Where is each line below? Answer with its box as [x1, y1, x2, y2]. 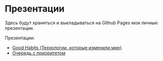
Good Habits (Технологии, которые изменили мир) [12, 44, 122, 50]
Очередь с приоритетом [12, 50, 66, 56]
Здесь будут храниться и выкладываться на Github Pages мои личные [5, 20, 158, 26]
